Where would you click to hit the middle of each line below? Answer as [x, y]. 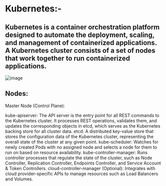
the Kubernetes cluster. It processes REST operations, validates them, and [81, 121]
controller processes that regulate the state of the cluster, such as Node [79, 158]
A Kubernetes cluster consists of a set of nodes [80, 50]
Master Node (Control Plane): [35, 106]
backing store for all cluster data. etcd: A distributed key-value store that [80, 131]
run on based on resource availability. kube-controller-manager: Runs [76, 152]
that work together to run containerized [68, 58]
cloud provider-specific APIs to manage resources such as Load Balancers [82, 174]
